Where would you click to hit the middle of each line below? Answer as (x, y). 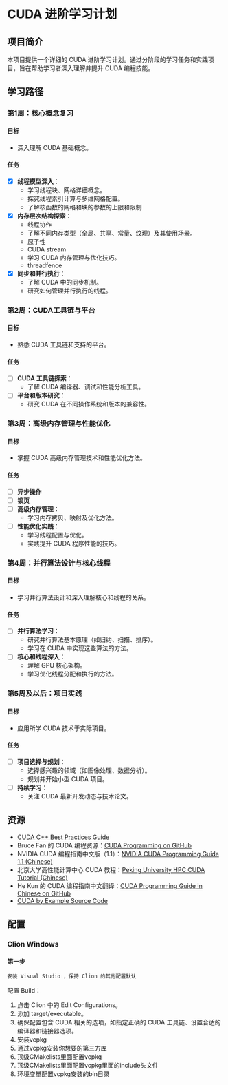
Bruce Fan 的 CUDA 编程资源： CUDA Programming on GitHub (104, 845)
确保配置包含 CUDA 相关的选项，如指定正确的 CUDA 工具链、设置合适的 (119, 1022)
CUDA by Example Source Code (62, 900)
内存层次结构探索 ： (44, 216)
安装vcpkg (32, 1040)
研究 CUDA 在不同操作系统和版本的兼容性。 (89, 404)
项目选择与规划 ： (41, 761)
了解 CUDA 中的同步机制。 (65, 282)
